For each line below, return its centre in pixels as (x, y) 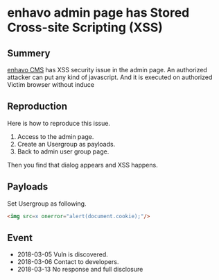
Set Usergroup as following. (47, 204)
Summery (29, 53)
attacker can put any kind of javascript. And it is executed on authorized (110, 77)
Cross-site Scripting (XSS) (85, 27)
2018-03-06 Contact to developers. (68, 262)
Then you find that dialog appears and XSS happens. (82, 165)
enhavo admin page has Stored (98, 13)
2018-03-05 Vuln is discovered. (63, 254)
